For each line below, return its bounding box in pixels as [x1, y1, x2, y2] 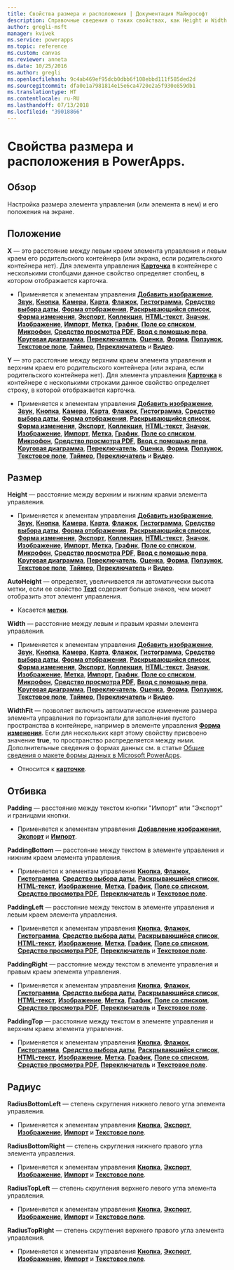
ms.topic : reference [7, 43, 68, 50]
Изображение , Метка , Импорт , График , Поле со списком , [17, 670, 197, 679]
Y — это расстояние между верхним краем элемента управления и [7, 355, 212, 364]
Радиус [7, 1081, 41, 1093]
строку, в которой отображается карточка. [7, 386, 137, 394]
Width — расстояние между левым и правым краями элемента [7, 620, 199, 628]
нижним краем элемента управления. [7, 853, 122, 862]
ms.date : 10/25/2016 [7, 63, 68, 70]
